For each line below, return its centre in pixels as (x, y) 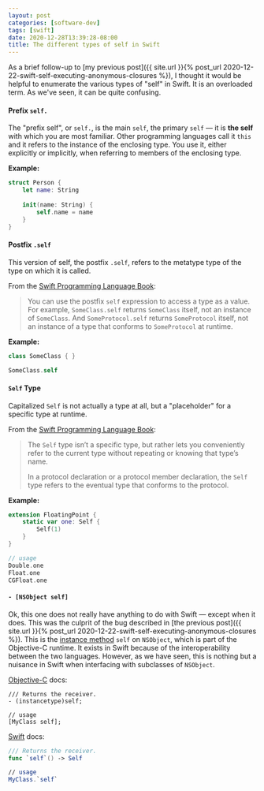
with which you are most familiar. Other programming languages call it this (130, 136)
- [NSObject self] (38, 597)
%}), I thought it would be (200, 76)
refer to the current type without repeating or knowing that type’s (133, 453)
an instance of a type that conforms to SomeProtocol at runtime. (130, 326)
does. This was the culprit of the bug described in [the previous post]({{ (125, 622)
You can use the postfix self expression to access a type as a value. (139, 301)
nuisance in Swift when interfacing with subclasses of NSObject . (112, 664)
